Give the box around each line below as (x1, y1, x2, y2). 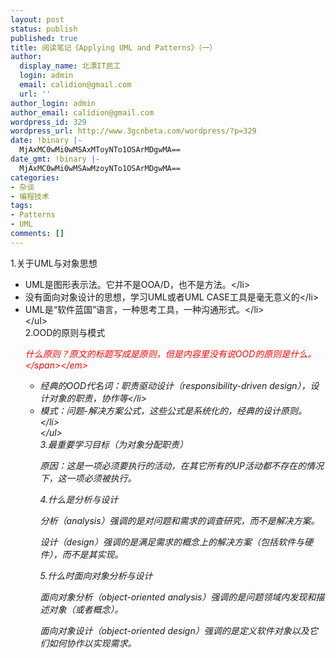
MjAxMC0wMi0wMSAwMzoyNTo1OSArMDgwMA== (19, 163, 182, 173)
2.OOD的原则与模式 (24, 326, 106, 338)
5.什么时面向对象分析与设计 (39, 569, 153, 581)
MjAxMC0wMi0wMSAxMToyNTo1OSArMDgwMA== (19, 145, 182, 155)
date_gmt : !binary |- (10, 154, 101, 164)
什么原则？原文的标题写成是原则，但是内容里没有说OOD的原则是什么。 (24, 347, 317, 360)
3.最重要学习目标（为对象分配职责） (39, 438, 188, 450)
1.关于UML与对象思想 (10, 257, 98, 269)
